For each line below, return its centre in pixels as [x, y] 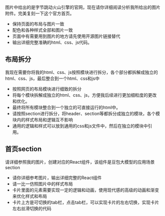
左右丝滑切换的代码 [32, 208]
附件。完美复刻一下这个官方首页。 [40, 13]
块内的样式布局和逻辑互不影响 [42, 119]
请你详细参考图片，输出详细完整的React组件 [57, 178]
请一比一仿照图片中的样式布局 [42, 183]
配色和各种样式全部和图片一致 [42, 30]
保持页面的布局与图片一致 [38, 24]
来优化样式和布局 [30, 196]
